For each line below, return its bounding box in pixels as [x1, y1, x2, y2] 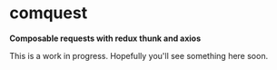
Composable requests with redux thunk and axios [9, 33, 202, 44]
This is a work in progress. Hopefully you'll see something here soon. [9, 50, 269, 61]
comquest [9, 3, 88, 24]
